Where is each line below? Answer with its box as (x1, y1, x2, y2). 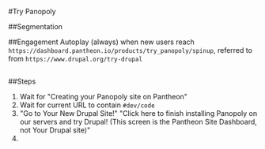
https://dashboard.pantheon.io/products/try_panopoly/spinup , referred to (8, 46, 253, 54)
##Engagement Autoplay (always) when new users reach (8, 37, 195, 47)
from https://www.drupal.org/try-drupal (8, 54, 143, 63)
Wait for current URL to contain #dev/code (19, 100, 156, 110)
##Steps (8, 76, 36, 86)
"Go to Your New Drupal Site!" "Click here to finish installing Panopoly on (19, 109, 258, 118)
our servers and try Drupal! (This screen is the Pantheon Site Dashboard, (19, 117, 257, 127)
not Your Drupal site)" (19, 125, 91, 135)
